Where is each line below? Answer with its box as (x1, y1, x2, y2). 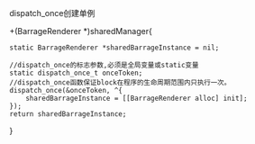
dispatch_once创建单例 (9, 8, 96, 18)
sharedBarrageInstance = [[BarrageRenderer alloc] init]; (25, 94, 248, 103)
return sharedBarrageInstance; (9, 110, 127, 119)
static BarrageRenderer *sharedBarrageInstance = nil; (9, 43, 220, 52)
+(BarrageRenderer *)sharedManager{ (9, 26, 153, 36)
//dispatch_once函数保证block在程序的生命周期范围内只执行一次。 (9, 78, 232, 87)
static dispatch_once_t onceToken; (9, 68, 143, 77)
